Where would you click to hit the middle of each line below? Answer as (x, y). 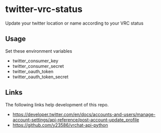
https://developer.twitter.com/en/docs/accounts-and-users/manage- (84, 114)
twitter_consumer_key (35, 61)
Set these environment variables (39, 51)
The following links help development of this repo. (57, 104)
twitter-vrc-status (44, 9)
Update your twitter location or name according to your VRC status (74, 23)
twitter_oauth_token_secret (41, 77)
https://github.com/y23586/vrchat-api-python (60, 125)
